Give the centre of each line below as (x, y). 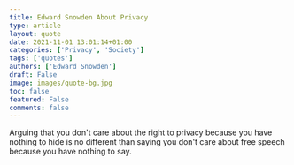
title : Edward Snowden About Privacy (79, 17)
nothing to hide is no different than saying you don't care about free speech (147, 142)
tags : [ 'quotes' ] (41, 58)
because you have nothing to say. (71, 152)
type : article (35, 26)
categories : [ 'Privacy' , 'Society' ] (77, 50)
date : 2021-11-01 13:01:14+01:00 (71, 42)
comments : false (39, 108)
